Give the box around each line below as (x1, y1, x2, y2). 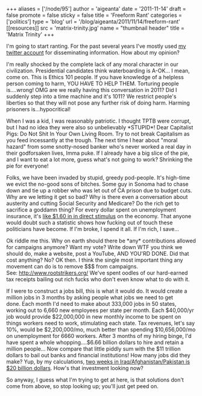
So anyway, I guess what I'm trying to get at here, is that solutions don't (6, 376, 184, 383)
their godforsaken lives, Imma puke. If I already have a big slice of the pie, (6, 149, 190, 157)
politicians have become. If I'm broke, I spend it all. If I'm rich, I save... (6, 226, 180, 232)
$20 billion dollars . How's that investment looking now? (6, 365, 144, 371)
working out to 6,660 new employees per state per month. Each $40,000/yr (6, 307, 194, 314)
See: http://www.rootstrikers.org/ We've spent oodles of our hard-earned (6, 269, 188, 276)
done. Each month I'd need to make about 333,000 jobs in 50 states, (6, 300, 177, 307)
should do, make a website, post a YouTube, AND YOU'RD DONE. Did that (6, 250, 189, 257)
